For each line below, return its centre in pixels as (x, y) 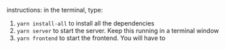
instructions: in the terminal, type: (55, 10)
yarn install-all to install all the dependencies (85, 23)
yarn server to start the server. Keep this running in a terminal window (118, 31)
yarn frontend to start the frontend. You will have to (91, 38)
